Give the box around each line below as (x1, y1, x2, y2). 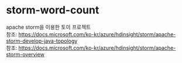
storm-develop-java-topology (6, 37, 78, 44)
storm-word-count (6, 3, 99, 17)
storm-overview (6, 51, 45, 58)
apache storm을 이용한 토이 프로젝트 (6, 23, 91, 30)
